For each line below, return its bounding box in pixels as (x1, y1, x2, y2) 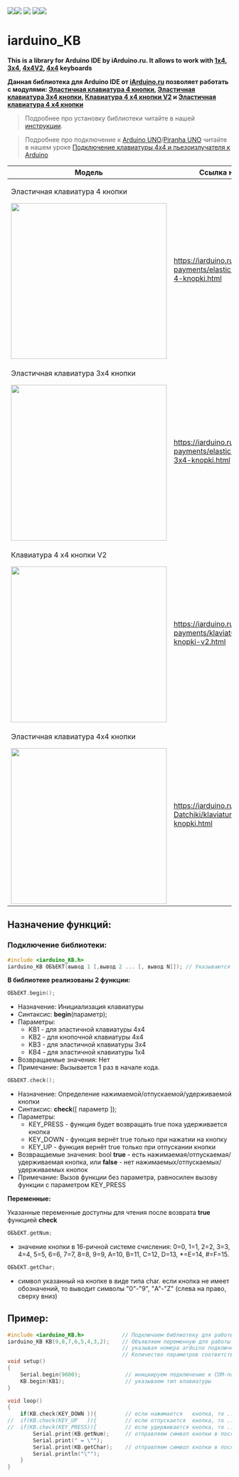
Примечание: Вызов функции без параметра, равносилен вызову (17, 1173, 218, 1182)
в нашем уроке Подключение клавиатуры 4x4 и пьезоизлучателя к (24, 142, 230, 151)
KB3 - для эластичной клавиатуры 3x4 (28, 1040, 147, 1049)
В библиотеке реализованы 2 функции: (7, 976, 131, 985)
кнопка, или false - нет (65, 1158, 134, 1166)
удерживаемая (17, 1158, 64, 1166)
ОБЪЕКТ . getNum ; (7, 1230, 53, 1237)
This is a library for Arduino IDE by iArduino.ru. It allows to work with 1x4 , (7, 56, 228, 64)
